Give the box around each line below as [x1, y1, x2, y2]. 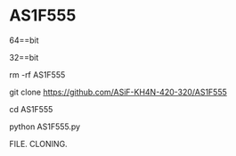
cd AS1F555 [9, 103, 53, 114]
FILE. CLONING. [9, 138, 69, 149]
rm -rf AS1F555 [9, 69, 66, 80]
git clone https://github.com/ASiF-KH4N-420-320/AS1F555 [9, 86, 227, 97]
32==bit [9, 52, 39, 62]
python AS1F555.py [9, 121, 81, 132]
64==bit [9, 35, 39, 45]
